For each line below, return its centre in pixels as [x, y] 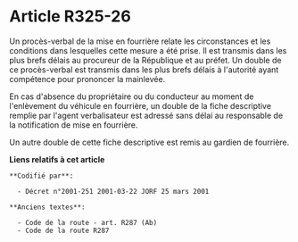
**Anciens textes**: [48, 207]
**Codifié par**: [41, 176]
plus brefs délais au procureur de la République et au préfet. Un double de [145, 60]
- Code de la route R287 [63, 230]
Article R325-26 [70, 17]
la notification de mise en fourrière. [74, 125]
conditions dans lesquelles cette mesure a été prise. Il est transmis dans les [148, 50]
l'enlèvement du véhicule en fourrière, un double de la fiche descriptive [141, 105]
